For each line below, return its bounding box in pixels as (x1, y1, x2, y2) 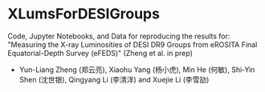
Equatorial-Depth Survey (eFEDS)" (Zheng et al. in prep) (7, 48, 194, 58)
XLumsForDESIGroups (7, 5, 160, 23)
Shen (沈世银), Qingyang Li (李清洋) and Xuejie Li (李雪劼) (18, 74, 210, 84)
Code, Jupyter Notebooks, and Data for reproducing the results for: (7, 31, 230, 41)
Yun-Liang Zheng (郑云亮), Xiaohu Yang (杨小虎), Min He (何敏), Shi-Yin (18, 65, 255, 74)
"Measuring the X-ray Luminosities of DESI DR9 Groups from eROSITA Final (7, 39, 258, 49)
